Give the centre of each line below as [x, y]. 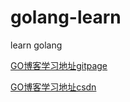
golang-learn [66, 17]
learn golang [36, 45]
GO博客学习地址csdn [53, 87]
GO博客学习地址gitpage [59, 65]
